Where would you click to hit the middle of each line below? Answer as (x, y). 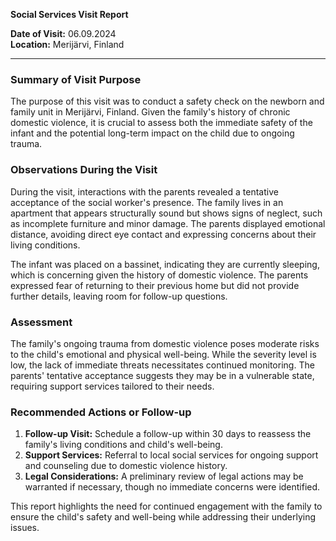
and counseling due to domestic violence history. (126, 466)
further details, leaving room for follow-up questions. (119, 296)
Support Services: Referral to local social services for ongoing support (171, 455)
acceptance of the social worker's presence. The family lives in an (147, 202)
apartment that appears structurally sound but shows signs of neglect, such (166, 213)
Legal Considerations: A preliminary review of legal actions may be (164, 476)
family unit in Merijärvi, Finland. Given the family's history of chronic (150, 112)
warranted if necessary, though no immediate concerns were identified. (172, 487)
